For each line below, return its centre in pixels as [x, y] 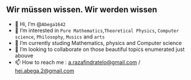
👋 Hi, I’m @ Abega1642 [40, 24]
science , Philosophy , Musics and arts [60, 36]
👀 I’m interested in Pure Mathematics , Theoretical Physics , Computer [97, 30]
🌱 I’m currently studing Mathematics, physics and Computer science [98, 43]
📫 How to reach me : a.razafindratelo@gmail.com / [77, 62]
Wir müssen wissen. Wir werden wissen [82, 10]
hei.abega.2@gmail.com [44, 71]
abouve [24, 55]
